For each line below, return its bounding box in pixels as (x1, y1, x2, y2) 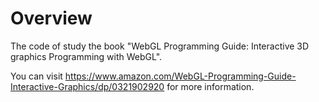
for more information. (166, 80, 255, 92)
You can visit (10, 70, 63, 82)
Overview (10, 7, 93, 30)
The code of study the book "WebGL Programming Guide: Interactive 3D (10, 40, 310, 52)
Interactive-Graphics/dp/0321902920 (10, 80, 165, 92)
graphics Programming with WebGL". (10, 50, 163, 62)
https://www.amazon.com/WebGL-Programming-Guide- (64, 70, 297, 82)
